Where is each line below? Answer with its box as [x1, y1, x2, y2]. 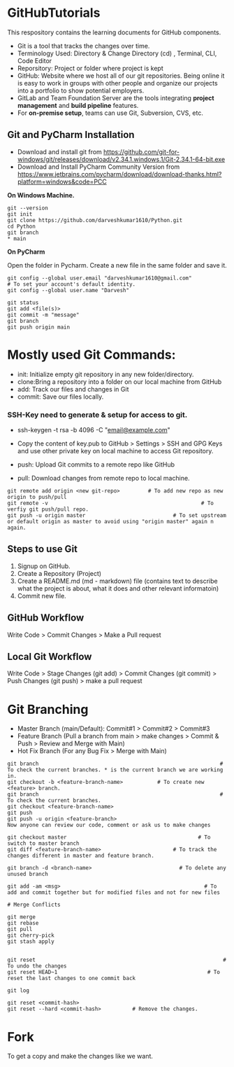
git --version [7, 205, 49, 212]
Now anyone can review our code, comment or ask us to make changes [7, 822, 211, 829]
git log [7, 987, 30, 994]
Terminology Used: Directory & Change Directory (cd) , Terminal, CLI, [17, 49, 217, 57]
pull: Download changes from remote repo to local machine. [17, 474, 190, 482]
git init [7, 210, 33, 218]
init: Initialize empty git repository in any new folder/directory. [17, 370, 194, 378]
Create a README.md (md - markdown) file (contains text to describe [17, 577, 218, 585]
